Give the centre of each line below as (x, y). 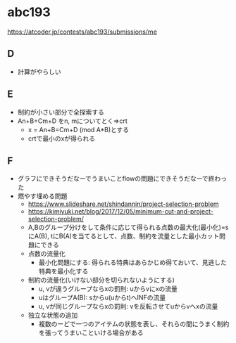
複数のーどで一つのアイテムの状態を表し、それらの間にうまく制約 (134, 324)
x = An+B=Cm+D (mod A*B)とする (79, 129)
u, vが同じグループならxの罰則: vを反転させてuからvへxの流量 (128, 306)
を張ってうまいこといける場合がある (91, 333)
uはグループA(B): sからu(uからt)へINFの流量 (102, 298)
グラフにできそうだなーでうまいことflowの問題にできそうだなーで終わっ (122, 179)
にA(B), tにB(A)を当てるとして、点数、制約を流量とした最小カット (124, 236)
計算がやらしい (39, 72)
